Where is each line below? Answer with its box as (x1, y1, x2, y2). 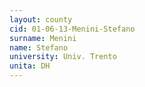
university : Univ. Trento (9, 52, 117, 62)
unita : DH (9, 61, 51, 71)
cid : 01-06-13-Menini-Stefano (9, 24, 136, 34)
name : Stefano (9, 42, 69, 53)
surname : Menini (9, 33, 77, 43)
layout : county (9, 14, 73, 25)
